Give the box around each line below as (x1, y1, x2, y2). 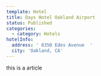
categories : (6, 25, 36, 32)
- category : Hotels (11, 31, 61, 37)
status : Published (6, 20, 52, 26)
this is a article (6, 64, 42, 71)
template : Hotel (6, 8, 47, 15)
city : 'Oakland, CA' (11, 48, 63, 54)
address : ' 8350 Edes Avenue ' (11, 42, 93, 48)
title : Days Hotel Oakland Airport (6, 14, 96, 20)
